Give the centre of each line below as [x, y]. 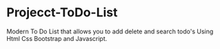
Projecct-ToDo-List [62, 13]
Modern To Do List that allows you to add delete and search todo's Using [110, 31]
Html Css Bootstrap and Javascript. [57, 38]
